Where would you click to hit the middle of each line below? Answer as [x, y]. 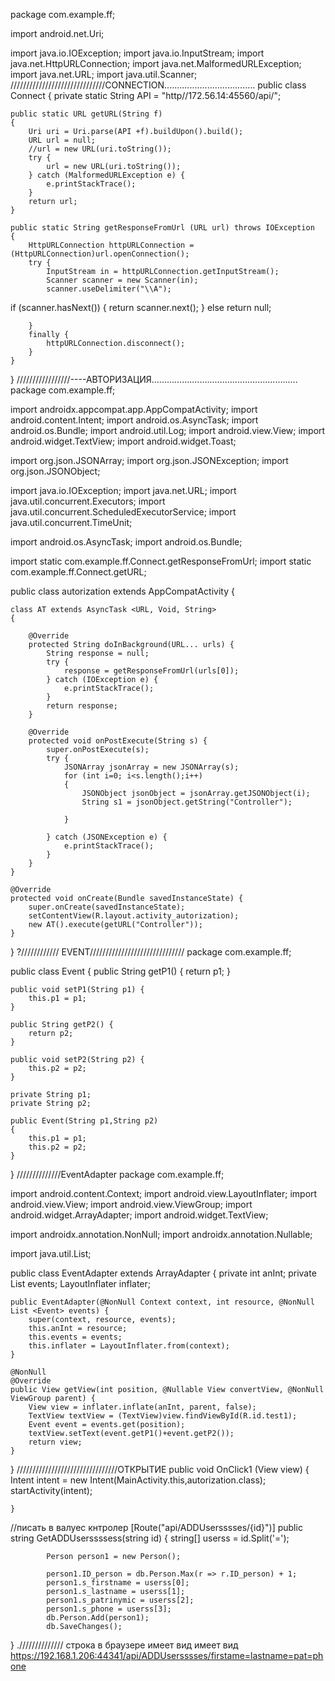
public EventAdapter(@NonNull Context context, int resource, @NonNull [162, 1302]
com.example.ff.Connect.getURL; [78, 572]
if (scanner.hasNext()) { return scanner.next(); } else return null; [141, 307]
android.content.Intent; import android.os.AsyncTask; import [134, 420]
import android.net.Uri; [57, 33]
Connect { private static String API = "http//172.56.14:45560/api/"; [146, 95]
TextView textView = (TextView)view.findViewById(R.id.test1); [163, 1416]
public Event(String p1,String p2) [84, 1121]
